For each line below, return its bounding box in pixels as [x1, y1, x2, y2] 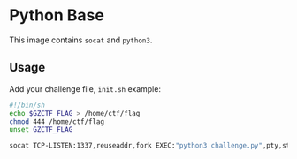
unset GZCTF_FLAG [9, 125, 73, 134]
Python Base [9, 5, 104, 26]
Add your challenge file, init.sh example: [9, 83, 162, 94]
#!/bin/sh [9, 101, 46, 110]
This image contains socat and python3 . [9, 34, 153, 45]
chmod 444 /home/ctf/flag [9, 117, 104, 126]
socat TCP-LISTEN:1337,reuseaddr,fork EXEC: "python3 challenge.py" [9, 141, 263, 150]
